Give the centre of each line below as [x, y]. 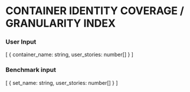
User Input [21, 42]
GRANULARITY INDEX [61, 23]
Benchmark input [31, 70]
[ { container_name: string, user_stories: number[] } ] [70, 55]
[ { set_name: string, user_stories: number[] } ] [62, 83]
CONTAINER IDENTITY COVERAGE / [95, 11]
